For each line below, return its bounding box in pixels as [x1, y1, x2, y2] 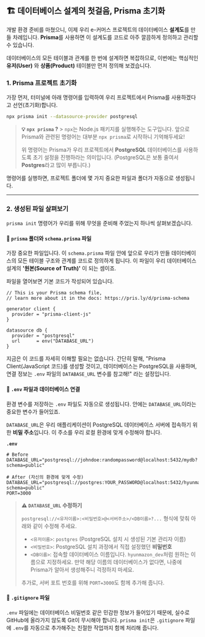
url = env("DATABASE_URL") [12, 338, 95, 345]
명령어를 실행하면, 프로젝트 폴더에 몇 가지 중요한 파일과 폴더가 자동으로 [6, 174, 174, 182]
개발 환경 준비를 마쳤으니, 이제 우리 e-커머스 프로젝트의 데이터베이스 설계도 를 [6, 26, 190, 33]
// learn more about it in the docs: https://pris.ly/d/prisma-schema [6, 296, 190, 302]
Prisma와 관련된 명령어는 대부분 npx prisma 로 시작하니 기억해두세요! [21, 133, 185, 140]
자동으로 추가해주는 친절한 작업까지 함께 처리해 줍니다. [30, 624, 159, 631]
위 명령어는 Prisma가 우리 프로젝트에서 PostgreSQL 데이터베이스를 [21, 146, 182, 153]
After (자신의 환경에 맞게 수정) [12, 474, 84, 480]
